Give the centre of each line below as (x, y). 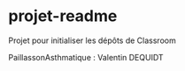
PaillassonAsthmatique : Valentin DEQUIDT (86, 57)
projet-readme (63, 16)
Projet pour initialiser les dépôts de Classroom (92, 40)
